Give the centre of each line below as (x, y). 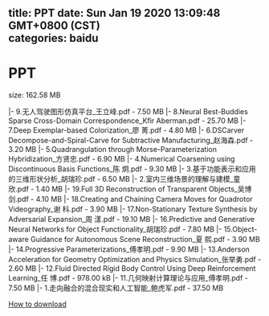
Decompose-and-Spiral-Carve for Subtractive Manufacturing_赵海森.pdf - (131, 141)
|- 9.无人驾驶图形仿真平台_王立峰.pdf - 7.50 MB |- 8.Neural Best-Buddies (128, 112)
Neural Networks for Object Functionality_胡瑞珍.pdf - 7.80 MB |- (115, 229)
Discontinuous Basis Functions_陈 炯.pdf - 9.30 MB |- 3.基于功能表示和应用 (132, 169)
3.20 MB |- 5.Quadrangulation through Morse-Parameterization (112, 150)
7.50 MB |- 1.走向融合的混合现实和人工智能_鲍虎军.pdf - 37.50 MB (116, 288)
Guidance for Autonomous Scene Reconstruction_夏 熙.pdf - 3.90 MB (146, 240)
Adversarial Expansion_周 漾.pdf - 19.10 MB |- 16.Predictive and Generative (132, 220)
